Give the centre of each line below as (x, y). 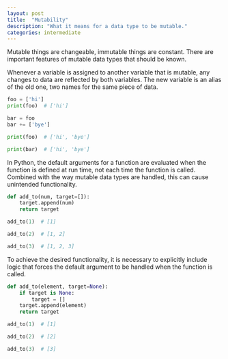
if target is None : (47, 293)
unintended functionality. (42, 184)
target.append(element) (53, 306)
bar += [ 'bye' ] (29, 124)
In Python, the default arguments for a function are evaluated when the (107, 162)
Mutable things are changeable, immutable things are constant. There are (110, 52)
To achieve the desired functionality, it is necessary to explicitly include (107, 259)
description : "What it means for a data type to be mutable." (97, 26)
